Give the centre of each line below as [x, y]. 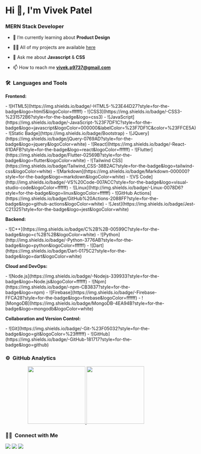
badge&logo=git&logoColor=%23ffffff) [46, 334]
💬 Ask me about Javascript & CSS [49, 57]
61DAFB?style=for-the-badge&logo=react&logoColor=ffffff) [68, 149]
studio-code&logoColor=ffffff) [37, 187]
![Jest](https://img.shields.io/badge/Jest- [152, 203]
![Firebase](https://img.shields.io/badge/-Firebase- [103, 292]
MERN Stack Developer [35, 27]
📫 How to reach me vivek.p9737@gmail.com [62, 67]
